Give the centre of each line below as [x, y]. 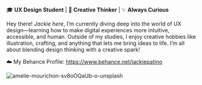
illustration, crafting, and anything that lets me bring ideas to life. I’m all [95, 43]
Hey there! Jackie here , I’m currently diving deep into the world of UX [94, 24]
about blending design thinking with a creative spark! [73, 49]
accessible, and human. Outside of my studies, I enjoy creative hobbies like [101, 37]
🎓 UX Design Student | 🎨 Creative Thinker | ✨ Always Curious [88, 10]
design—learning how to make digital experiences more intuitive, [88, 30]
